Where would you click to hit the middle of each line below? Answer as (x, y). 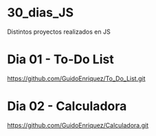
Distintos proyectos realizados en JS (59, 32)
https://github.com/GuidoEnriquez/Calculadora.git (78, 125)
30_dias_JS (41, 13)
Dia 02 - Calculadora (67, 106)
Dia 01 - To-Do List (61, 59)
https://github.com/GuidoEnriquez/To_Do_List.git (76, 78)
